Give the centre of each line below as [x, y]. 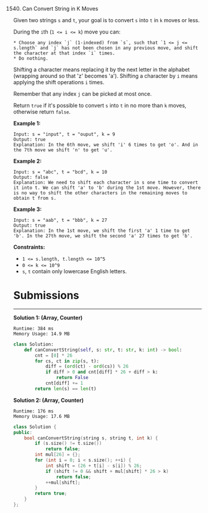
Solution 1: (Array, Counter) [48, 317]
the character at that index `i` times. [65, 53]
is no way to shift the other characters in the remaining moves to [100, 193]
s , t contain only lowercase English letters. [74, 271]
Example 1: [27, 123]
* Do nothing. [31, 59]
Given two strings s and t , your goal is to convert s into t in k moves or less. [107, 20]
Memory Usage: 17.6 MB [42, 416]
